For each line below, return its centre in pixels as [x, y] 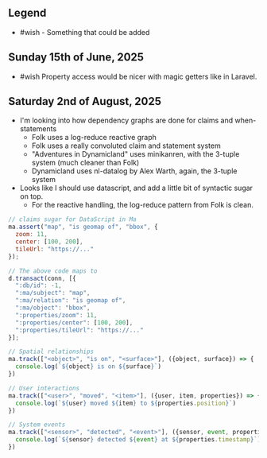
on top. [31, 196]
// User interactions [44, 388]
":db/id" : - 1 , [39, 285]
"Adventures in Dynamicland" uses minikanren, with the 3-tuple [135, 154]
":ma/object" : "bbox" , [53, 308]
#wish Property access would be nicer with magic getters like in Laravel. [138, 76]
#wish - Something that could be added [85, 32]
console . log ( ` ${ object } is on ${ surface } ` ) [88, 367]
